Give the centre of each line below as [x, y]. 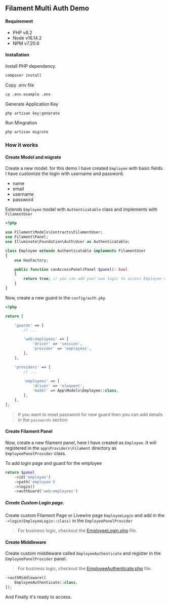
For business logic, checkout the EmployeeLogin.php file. [77, 531]
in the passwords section [42, 420]
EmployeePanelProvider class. [36, 453]
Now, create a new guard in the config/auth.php [55, 297]
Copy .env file [20, 85]
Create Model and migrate [33, 157]
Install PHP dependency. [31, 66]
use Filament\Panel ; [27, 237]
